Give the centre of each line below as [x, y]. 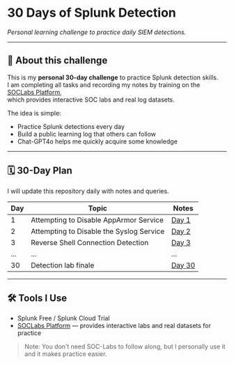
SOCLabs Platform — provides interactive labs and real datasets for [114, 326]
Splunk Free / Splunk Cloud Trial [63, 318]
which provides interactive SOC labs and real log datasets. [91, 100]
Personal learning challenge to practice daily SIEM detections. [97, 32]
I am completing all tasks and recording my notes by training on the [104, 84]
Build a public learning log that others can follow [87, 134]
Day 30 [183, 265]
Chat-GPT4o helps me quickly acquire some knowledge [97, 141]
